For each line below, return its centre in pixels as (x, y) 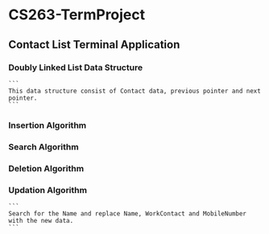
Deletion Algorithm (46, 168)
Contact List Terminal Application (94, 45)
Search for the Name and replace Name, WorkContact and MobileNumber (128, 213)
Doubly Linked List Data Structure (76, 68)
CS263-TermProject (77, 15)
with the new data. (41, 220)
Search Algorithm (43, 146)
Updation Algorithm (48, 190)
